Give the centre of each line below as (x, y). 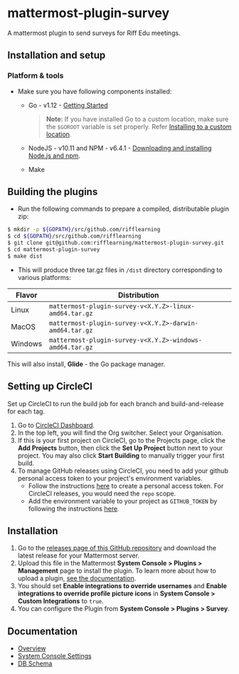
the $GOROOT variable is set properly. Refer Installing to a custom (139, 126)
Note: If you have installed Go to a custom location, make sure (137, 119)
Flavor (26, 295)
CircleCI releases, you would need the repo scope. (102, 493)
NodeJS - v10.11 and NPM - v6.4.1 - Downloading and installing (120, 148)
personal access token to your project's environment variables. (110, 478)
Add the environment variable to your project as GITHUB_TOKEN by (123, 501)
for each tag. (26, 411)
